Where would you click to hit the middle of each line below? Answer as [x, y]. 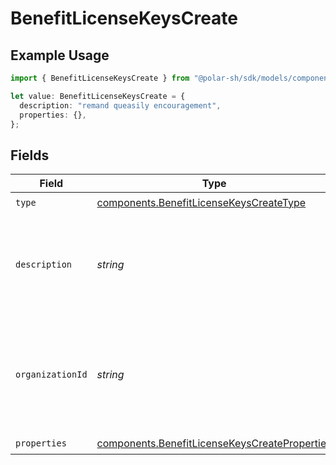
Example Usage [60, 55]
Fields [30, 155]
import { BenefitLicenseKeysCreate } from [100, 78]
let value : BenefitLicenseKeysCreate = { [98, 96]
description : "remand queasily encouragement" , [120, 105]
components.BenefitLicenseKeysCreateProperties [214, 443]
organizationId [51, 375]
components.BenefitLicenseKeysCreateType [201, 202]
